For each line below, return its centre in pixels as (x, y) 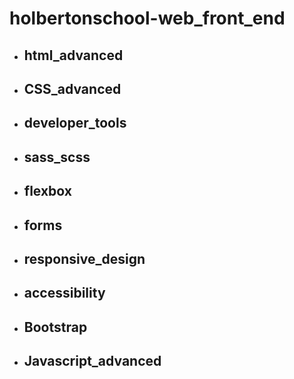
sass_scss (57, 157)
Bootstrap (55, 327)
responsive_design (84, 258)
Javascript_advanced (92, 361)
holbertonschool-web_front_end (147, 18)
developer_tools (75, 123)
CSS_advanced (72, 88)
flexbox (47, 191)
